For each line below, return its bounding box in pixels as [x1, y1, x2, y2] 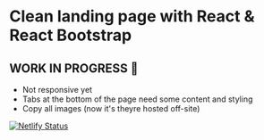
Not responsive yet [21, 85, 92, 95]
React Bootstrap [9, 25, 132, 45]
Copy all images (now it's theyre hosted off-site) [21, 103, 200, 113]
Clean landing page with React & [9, 6, 255, 27]
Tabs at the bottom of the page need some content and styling [21, 94, 253, 104]
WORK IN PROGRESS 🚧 [9, 61, 139, 76]
